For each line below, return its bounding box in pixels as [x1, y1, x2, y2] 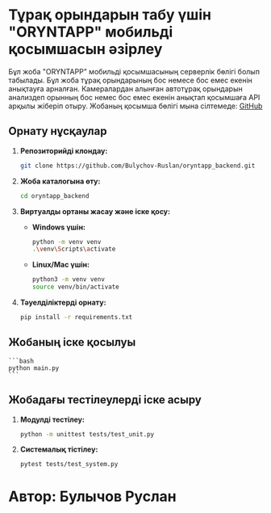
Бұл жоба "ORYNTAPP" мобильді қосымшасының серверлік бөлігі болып [8, 66, 261, 76]
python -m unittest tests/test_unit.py [19, 430, 155, 438]
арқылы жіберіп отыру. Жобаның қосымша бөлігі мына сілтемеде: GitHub [8, 101, 263, 111]
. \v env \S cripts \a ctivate [31, 245, 116, 254]
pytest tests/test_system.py [19, 460, 119, 469]
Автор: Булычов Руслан [8, 487, 177, 506]
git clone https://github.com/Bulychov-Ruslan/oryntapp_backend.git [19, 162, 256, 170]
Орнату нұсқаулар [8, 124, 107, 138]
